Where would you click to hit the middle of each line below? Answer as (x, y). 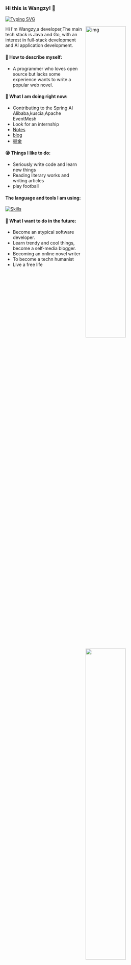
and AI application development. (39, 45)
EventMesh (24, 118)
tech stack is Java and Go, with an (41, 35)
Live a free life (28, 264)
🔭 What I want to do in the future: (41, 221)
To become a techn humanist (43, 259)
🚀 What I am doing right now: (36, 96)
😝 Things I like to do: (28, 153)
